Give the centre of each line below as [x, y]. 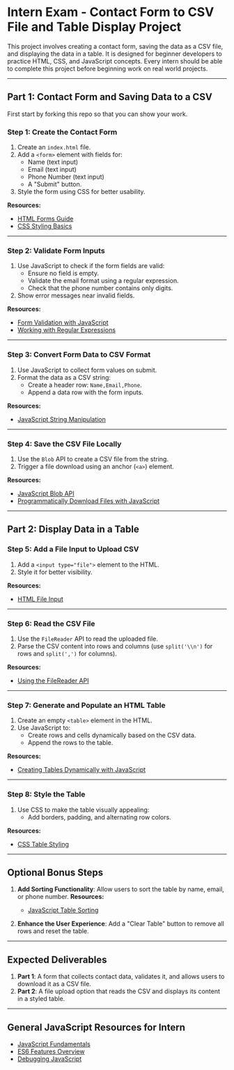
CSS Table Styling [43, 844]
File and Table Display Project [94, 27]
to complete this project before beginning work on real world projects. [108, 68]
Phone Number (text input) [66, 177]
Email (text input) [52, 170]
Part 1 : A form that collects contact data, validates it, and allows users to [121, 976]
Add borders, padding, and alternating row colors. [100, 817]
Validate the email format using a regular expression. [103, 281]
